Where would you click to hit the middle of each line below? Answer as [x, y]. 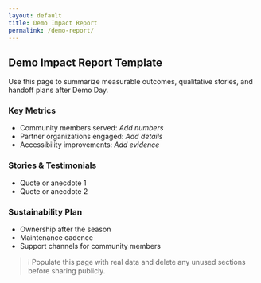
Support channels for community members [90, 246]
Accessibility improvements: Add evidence [90, 145]
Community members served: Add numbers [92, 128]
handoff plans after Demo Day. [58, 90]
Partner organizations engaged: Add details [91, 137]
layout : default [35, 16]
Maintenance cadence [56, 238]
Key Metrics [32, 110]
